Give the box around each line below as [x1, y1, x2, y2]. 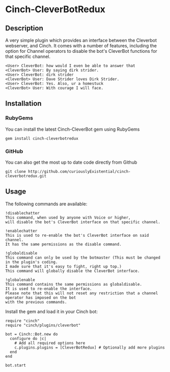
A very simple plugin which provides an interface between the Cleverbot [5, 37, 157, 43]
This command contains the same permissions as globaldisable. [5, 282, 143, 287]
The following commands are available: [5, 201, 88, 207]
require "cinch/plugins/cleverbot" [5, 323, 81, 328]
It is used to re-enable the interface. [5, 286, 93, 291]
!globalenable [5, 277, 36, 283]
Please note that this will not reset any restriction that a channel [5, 291, 158, 296]
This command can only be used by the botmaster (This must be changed [5, 255, 160, 260]
